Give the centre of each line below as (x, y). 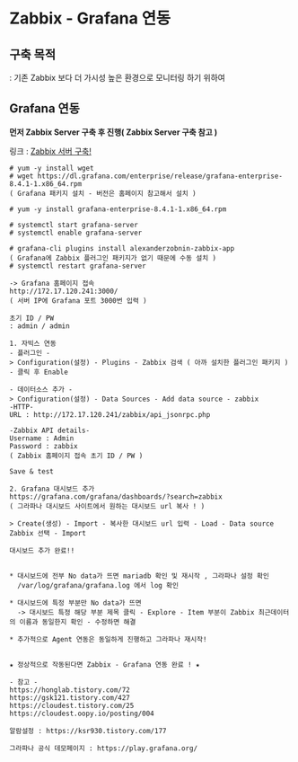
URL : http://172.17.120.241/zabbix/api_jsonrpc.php (110, 414)
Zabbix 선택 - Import (48, 533)
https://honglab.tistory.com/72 (70, 690)
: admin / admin (39, 326)
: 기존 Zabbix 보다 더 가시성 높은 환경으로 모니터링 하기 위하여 (118, 78)
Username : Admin (42, 438)
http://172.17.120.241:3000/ (64, 291)
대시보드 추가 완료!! (42, 550)
